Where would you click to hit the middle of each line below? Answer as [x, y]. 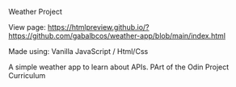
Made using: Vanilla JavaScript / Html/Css [78, 51]
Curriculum [27, 75]
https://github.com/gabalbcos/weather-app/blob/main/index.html [117, 36]
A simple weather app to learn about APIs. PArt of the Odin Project [119, 67]
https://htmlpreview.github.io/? [98, 27]
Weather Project [35, 12]
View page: [27, 27]
